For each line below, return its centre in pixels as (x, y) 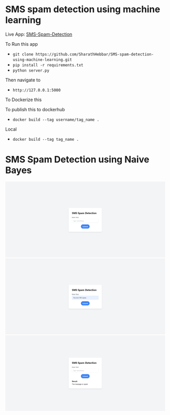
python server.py (31, 70)
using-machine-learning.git (42, 59)
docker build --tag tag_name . (46, 139)
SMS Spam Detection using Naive (77, 160)
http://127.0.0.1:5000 (37, 90)
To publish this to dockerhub (35, 109)
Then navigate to (23, 80)
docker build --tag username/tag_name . (56, 120)
